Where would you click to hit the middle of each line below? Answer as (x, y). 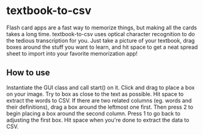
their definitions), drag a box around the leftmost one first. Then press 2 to (100, 107)
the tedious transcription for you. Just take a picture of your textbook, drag (101, 40)
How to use (28, 73)
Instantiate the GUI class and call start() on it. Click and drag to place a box (101, 87)
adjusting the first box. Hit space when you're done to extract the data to (98, 120)
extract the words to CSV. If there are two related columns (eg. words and (99, 100)
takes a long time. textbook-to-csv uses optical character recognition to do (101, 34)
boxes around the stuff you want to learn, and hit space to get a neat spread (102, 47)
